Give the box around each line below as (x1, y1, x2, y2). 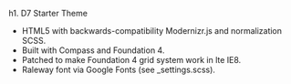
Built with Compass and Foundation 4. (21, 45, 165, 56)
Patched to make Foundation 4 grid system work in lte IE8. (21, 55, 242, 65)
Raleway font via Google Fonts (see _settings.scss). (21, 64, 216, 75)
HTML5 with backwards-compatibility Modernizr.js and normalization (21, 26, 283, 36)
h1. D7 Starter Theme (8, 8, 88, 18)
